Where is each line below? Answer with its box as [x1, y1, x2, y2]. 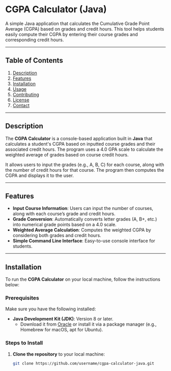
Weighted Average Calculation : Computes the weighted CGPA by [12, 227, 151, 233]
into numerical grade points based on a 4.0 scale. [12, 222, 117, 228]
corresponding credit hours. [5, 37, 64, 43]
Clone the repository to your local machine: [12, 351, 105, 357]
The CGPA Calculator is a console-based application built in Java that [5, 135, 153, 141]
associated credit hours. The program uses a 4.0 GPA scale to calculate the [5, 146, 164, 152]
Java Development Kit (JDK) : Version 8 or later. [12, 316, 113, 322]
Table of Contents [5, 56, 64, 65]
